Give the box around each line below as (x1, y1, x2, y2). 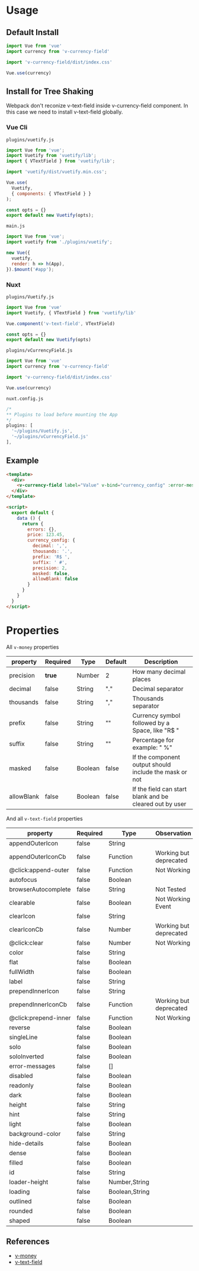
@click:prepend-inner (9, 1014, 71, 1022)
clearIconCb (9, 925, 43, 933)
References (6, 1237, 50, 1247)
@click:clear (9, 938, 44, 947)
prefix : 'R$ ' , (32, 554, 70, 560)
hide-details (9, 1139, 44, 1147)
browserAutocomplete (9, 885, 71, 893)
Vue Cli (6, 123, 28, 131)
